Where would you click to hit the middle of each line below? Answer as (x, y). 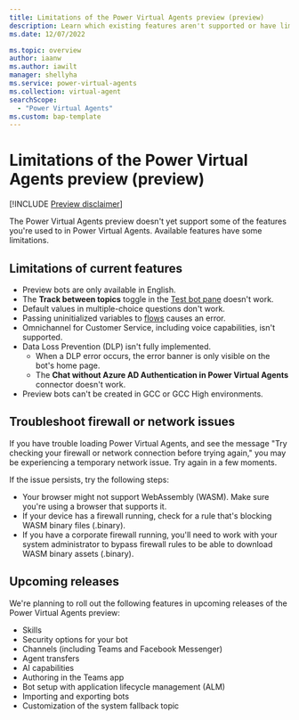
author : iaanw (36, 59)
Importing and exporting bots (76, 696)
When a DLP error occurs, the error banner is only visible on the (153, 356)
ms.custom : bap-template (55, 117)
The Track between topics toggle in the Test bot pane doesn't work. (148, 299)
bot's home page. (68, 365)
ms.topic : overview (45, 50)
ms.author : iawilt (43, 67)
